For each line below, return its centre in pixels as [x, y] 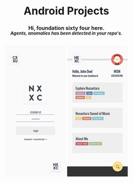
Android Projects [66, 11]
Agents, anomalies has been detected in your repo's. [66, 33]
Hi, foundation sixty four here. [66, 28]
